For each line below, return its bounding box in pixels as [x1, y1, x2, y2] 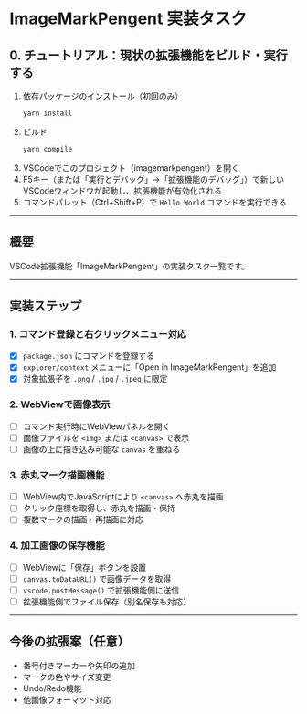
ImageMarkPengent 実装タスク [9, 8, 248, 29]
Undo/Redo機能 [22, 682, 82, 694]
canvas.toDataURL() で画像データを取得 [22, 572, 172, 584]
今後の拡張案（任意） [9, 634, 130, 649]
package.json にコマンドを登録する [22, 351, 155, 362]
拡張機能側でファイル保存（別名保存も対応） [22, 595, 192, 607]
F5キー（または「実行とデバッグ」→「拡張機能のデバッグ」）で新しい [22, 173, 285, 184]
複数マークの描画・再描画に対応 [22, 514, 143, 525]
